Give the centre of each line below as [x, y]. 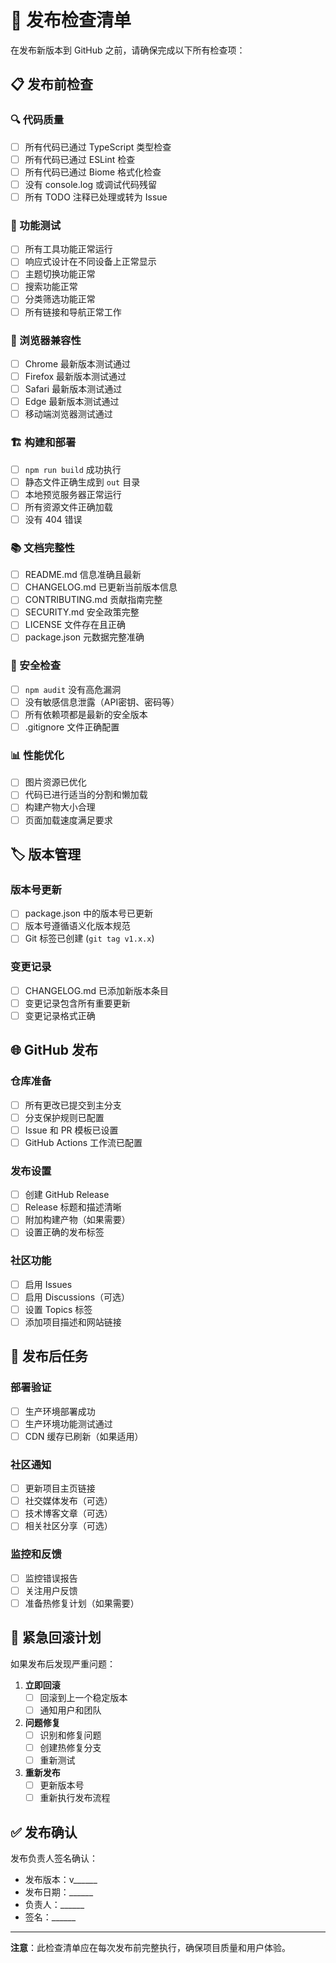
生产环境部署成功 [60, 1411]
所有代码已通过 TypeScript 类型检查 [98, 147]
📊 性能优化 [37, 755]
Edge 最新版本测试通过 [72, 402]
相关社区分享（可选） [68, 1526]
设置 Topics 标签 [58, 1309]
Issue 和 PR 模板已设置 [71, 1130]
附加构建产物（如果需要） [77, 1220]
